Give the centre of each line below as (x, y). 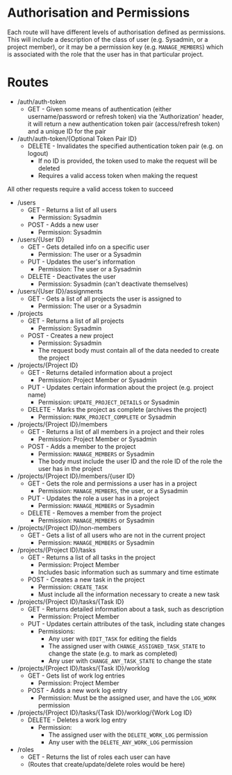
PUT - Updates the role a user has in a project (93, 498)
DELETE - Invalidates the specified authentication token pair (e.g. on (125, 146)
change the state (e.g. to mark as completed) (113, 653)
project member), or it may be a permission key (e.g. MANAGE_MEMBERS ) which (115, 47)
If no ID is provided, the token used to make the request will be (127, 161)
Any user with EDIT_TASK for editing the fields (113, 639)
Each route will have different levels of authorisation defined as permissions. (116, 32)
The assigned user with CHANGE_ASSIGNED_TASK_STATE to (127, 646)
